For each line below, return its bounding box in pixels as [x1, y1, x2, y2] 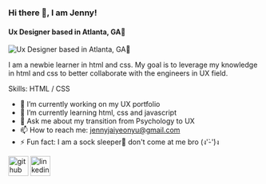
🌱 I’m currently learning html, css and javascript [19, 108, 177, 118]
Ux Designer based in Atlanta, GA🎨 [8, 27, 126, 37]
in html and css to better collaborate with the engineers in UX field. [8, 69, 228, 78]
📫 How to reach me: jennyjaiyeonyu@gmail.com [19, 125, 181, 135]
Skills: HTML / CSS [8, 84, 70, 94]
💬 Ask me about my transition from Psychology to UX [19, 116, 196, 126]
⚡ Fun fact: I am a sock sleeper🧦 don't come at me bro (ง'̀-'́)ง [19, 137, 220, 147]
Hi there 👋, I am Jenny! [8, 7, 97, 18]
